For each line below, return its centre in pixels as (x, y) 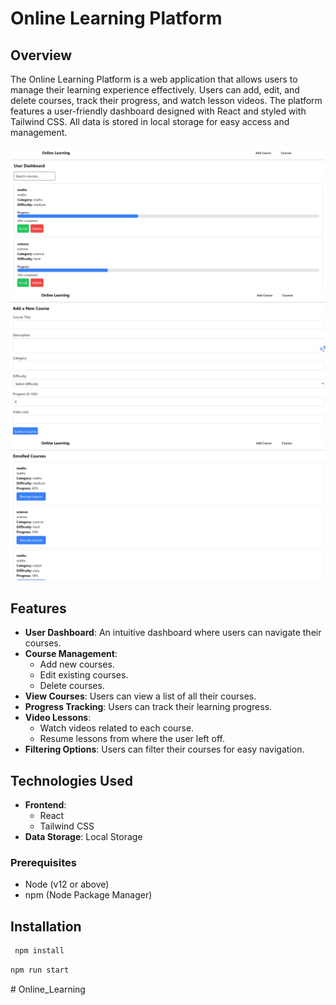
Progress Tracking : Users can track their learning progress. (148, 707)
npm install (39, 951)
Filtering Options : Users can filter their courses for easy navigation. (164, 749)
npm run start (40, 970)
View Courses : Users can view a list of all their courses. (140, 696)
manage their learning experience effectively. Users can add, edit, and (155, 90)
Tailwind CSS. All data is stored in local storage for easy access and (150, 121)
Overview (41, 55)
